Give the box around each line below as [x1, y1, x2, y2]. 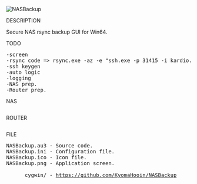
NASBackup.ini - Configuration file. [6, 148, 115, 155]
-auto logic [6, 69, 41, 75]
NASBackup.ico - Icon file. [6, 154, 87, 160]
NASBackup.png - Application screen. [6, 160, 115, 166]
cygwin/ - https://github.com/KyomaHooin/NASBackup [24, 172, 177, 178]
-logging [6, 75, 31, 81]
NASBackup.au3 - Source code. [6, 142, 94, 149]
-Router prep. [6, 87, 47, 93]
